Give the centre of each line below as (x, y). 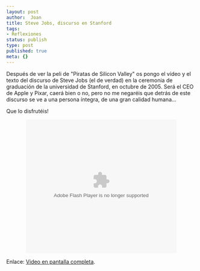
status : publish (27, 40)
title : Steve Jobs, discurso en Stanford (59, 23)
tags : (13, 29)
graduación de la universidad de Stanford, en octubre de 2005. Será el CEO (100, 86)
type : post (20, 46)
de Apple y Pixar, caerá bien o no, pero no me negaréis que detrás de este (98, 93)
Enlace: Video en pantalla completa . (51, 261)
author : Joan (24, 17)
